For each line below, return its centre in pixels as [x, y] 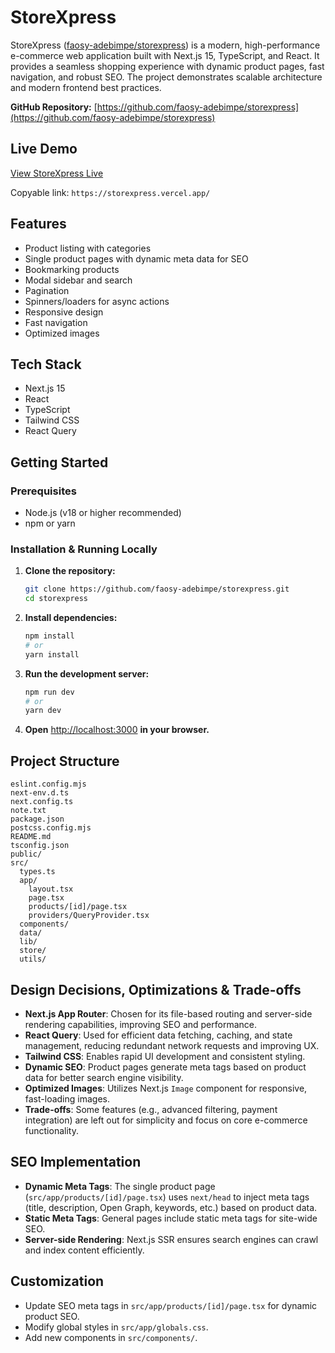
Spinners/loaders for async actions [97, 301]
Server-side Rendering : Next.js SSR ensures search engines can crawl [171, 1239]
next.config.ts [42, 802]
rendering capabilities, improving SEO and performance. [140, 1024]
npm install [49, 636]
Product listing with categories [88, 248]
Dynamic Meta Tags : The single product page [120, 1186]
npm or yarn [50, 523]
